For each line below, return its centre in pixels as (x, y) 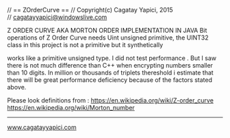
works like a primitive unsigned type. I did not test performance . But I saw (112, 58)
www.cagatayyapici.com (42, 127)
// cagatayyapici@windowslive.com (57, 17)
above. (17, 87)
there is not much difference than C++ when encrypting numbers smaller (110, 65)
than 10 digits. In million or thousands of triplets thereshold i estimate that (110, 72)
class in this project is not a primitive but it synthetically (85, 45)
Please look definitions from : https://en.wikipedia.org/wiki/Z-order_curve (111, 100)
